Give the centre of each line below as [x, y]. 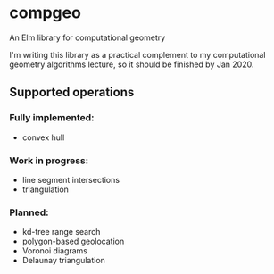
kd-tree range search [61, 232]
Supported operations [72, 92]
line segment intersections [71, 179]
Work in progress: [49, 161]
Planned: [29, 212]
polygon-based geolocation [73, 241]
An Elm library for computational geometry [87, 37]
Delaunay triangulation [63, 261]
